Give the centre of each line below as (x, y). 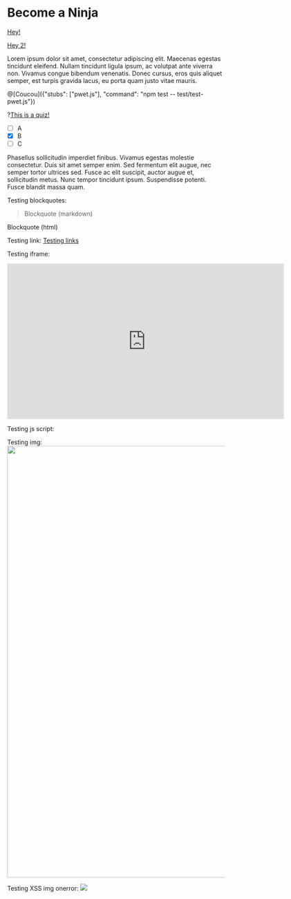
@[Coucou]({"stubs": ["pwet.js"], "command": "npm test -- (92, 94)
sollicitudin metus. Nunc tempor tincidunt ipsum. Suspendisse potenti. (107, 180)
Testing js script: (31, 429)
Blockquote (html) (32, 227)
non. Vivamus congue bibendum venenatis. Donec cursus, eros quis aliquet (115, 73)
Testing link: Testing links (43, 240)
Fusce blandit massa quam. (46, 187)
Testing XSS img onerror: (43, 889)
